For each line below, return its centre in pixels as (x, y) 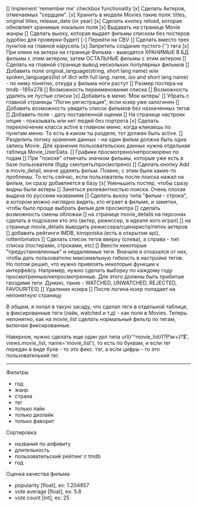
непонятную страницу (34, 295)
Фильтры (18, 372)
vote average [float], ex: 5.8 (48, 491)
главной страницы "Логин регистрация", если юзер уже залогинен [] (93, 102)
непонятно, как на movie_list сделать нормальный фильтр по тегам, (91, 319)
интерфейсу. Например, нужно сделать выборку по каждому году (89, 270)
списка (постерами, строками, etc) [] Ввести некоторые (77, 245)
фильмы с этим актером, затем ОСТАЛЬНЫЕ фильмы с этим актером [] (96, 58)
